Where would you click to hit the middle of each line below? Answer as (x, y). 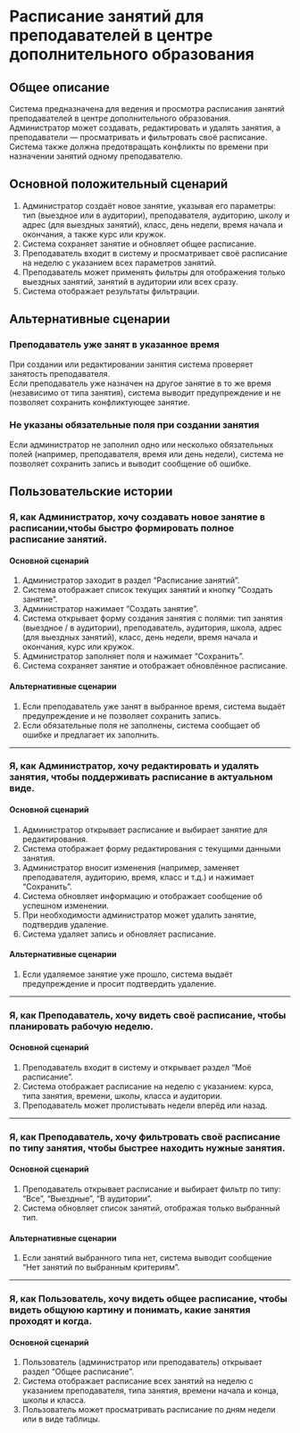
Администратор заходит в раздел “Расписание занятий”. (131, 580)
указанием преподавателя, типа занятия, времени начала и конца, (150, 1391)
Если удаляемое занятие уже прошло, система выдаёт (128, 974)
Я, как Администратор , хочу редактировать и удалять (134, 766)
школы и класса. (54, 1400)
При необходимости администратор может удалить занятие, (139, 915)
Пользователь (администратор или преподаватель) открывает (142, 1362)
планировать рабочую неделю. (81, 1026)
